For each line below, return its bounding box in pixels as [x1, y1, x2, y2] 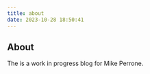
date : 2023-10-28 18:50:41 [7, 16, 84, 23]
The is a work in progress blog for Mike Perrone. [7, 59, 144, 68]
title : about [7, 10, 45, 17]
